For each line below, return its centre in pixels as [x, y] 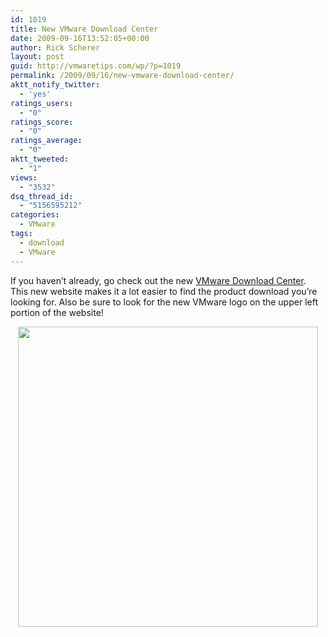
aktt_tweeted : [40, 159]
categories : [35, 215]
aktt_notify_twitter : [55, 85]
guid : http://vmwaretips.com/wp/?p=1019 [96, 66]
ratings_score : [42, 122]
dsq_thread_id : [42, 196]
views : [24, 177]
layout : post [37, 57]
